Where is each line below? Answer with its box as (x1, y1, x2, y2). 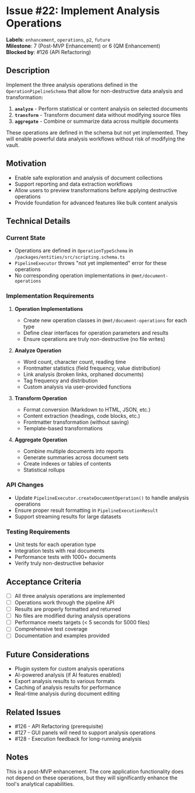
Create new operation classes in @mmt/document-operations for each (23, 316, 187, 324)
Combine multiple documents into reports (23, 447, 124, 454)
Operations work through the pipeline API (14, 599, 115, 606)
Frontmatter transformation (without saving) (23, 419, 129, 426)
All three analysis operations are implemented (14, 592, 125, 599)
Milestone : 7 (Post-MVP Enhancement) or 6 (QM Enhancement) (6, 42, 160, 49)
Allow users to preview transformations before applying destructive (14, 186, 177, 193)
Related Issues (6, 707, 61, 717)
